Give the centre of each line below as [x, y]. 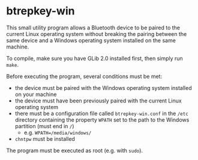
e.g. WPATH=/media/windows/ [58, 132]
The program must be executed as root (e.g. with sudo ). [74, 150]
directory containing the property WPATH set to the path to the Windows [102, 120]
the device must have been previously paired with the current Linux [98, 101]
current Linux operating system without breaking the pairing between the [97, 34]
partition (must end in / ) [44, 126]
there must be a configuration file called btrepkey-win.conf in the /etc [102, 113]
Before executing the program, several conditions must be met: [84, 76]
